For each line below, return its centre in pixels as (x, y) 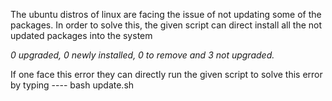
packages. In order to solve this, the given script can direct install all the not (166, 25)
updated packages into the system (81, 35)
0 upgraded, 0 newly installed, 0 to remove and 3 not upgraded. (142, 55)
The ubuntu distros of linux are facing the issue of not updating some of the (166, 14)
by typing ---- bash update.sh (72, 85)
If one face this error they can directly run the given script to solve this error (166, 74)
